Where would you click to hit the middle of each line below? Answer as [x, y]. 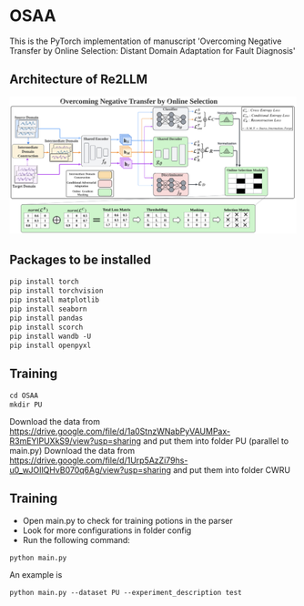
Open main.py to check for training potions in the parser [128, 520]
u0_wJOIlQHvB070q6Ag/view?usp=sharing [90, 470]
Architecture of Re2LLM [79, 80]
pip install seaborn [49, 309]
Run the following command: [76, 539]
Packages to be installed [81, 259]
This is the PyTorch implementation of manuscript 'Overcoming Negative [146, 41]
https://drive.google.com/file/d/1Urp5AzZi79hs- [99, 460]
